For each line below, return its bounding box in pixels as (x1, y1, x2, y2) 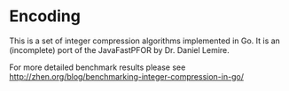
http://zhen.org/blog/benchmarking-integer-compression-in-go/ (9, 71, 244, 81)
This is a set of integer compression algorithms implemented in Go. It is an (9, 35, 281, 46)
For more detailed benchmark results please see (9, 62, 186, 72)
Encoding (9, 6, 82, 27)
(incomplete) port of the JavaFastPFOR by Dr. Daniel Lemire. (9, 44, 230, 55)
